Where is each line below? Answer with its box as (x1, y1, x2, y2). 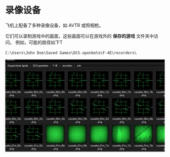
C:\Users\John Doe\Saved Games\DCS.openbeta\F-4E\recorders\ (5, 50, 137, 56)
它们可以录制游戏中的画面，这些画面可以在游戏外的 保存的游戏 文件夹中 (5, 33, 154, 39)
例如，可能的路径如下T (15, 39, 63, 45)
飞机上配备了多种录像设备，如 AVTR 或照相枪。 (5, 22, 104, 28)
